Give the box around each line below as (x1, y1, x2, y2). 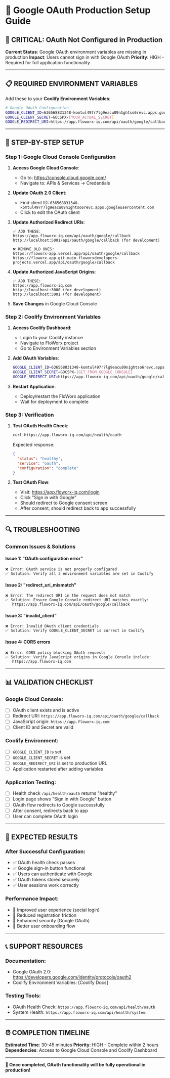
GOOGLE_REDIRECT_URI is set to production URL (12, 760, 108, 766)
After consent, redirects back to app (12, 807, 89, 814)
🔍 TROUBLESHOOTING (5, 525, 80, 534)
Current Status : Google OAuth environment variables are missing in (5, 49, 147, 55)
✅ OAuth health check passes (12, 860, 75, 866)
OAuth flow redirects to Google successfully (12, 801, 105, 808)
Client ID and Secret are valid (12, 724, 74, 730)
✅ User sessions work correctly (12, 882, 79, 888)
